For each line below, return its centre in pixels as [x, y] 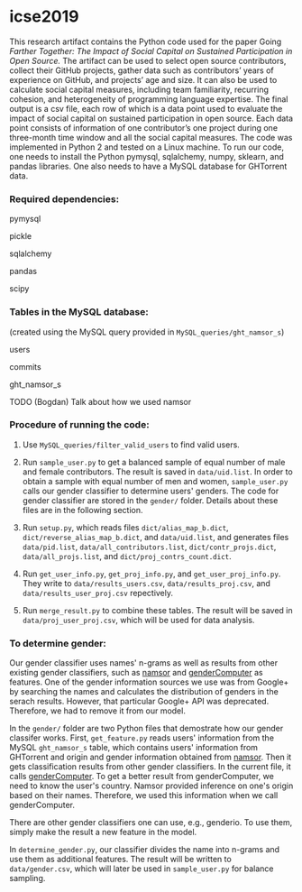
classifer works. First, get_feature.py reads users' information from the [142, 738]
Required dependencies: [64, 198]
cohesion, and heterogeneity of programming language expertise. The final [149, 99]
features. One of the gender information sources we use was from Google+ [149, 682]
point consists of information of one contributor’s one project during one [143, 127]
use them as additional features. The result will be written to [120, 860]
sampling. [27, 878]
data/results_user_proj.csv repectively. [98, 593]
